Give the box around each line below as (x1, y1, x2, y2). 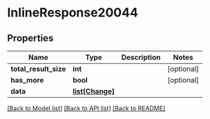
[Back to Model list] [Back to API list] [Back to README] (7, 105, 166, 112)
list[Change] (72, 87, 115, 96)
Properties (7, 32, 54, 44)
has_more (10, 76, 44, 85)
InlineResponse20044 (7, 5, 138, 21)
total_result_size (10, 64, 66, 74)
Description (121, 53, 161, 62)
